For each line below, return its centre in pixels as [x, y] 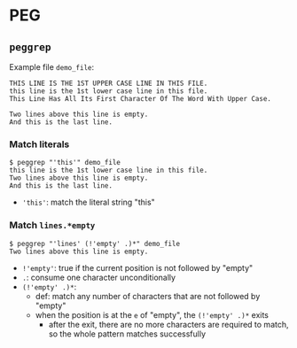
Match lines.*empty [52, 225]
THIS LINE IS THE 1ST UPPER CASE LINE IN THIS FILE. [109, 83]
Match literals [39, 144]
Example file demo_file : [52, 67]
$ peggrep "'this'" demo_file [65, 163]
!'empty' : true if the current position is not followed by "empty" [137, 267]
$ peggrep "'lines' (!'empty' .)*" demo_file [94, 244]
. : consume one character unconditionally [98, 277]
